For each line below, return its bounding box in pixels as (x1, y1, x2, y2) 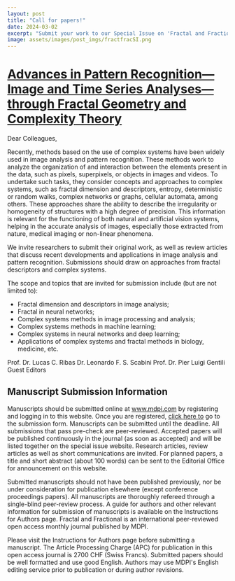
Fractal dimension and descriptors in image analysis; (17, 300, 169, 309)
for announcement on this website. (7, 463, 108, 472)
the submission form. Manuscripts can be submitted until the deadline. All (7, 419, 220, 428)
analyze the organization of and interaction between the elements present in (7, 162, 227, 171)
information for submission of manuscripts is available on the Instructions (7, 507, 219, 515)
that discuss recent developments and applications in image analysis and (7, 251, 218, 259)
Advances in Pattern (7, 66, 128, 83)
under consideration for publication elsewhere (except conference (7, 484, 199, 493)
